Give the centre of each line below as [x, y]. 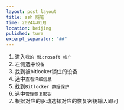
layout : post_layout [32, 12]
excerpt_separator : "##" [37, 39]
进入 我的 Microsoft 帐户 [43, 56]
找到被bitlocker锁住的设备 [46, 71]
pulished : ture [25, 34]
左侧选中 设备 [30, 64]
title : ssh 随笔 [25, 17]
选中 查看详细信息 [33, 79]
